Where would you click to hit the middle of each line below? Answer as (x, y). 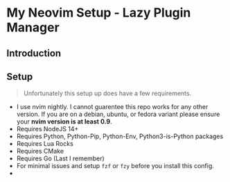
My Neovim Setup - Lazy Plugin (99, 13)
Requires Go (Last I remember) (60, 158)
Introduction (34, 53)
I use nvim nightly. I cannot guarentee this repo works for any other (112, 107)
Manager (33, 27)
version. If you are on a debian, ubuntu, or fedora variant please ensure (118, 114)
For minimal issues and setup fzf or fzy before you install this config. (115, 166)
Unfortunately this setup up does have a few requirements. (107, 93)
